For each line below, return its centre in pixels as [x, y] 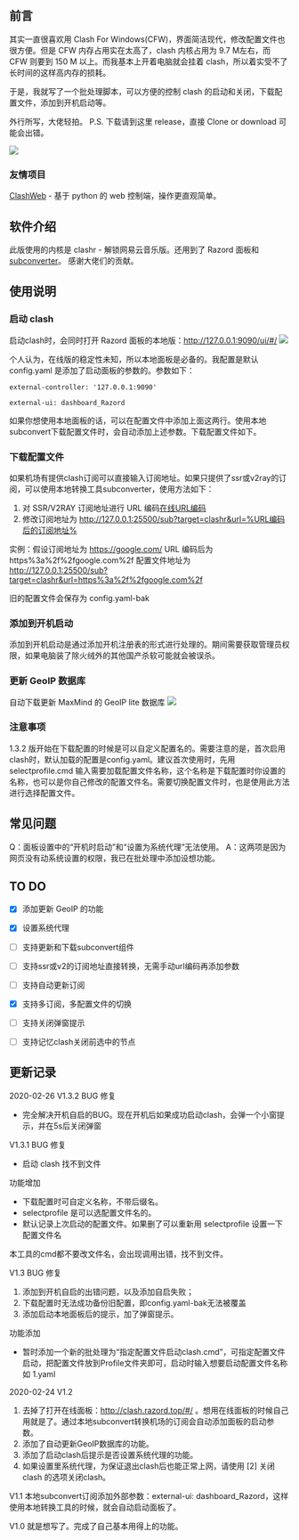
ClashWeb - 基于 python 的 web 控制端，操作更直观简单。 [115, 196]
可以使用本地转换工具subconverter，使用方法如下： [119, 489]
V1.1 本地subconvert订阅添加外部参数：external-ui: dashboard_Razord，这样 [149, 1495]
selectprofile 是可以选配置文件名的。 [89, 1212]
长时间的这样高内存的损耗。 [60, 72]
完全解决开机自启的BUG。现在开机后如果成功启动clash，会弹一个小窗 [149, 1114]
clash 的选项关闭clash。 [66, 1477]
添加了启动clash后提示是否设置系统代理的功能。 [110, 1454]
